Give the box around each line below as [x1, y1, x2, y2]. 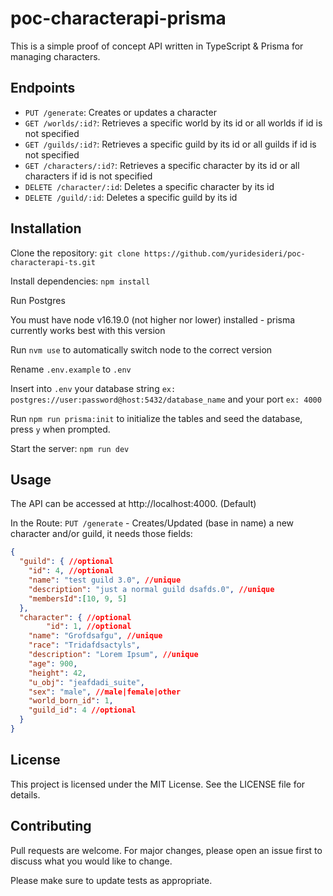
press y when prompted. [10, 423, 111, 435]
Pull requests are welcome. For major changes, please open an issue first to [10, 844, 323, 856]
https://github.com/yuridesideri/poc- [144, 248, 306, 259]
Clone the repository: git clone [10, 247, 140, 259]
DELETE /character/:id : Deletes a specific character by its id [24, 180, 275, 192]
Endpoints [10, 80, 76, 97]
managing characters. [10, 50, 101, 62]
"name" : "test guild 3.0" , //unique [28, 575, 182, 585]
